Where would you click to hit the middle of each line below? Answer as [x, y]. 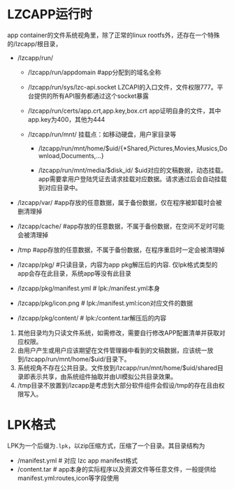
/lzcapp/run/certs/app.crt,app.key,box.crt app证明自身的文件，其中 [124, 111]
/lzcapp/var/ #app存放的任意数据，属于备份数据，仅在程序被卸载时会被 [119, 202]
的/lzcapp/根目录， [35, 43]
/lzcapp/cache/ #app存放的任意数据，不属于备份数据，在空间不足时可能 [121, 226]
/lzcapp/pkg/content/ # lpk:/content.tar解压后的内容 [92, 318]
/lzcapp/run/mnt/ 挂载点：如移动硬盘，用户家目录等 [102, 134]
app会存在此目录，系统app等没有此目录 [74, 273]
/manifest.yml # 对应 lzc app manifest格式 [78, 460]
